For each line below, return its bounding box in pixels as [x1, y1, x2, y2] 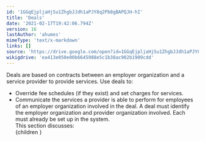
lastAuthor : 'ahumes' [6, 32, 62, 38]
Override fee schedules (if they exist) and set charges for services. [15, 89, 184, 96]
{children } [15, 128, 42, 136]
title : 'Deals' [6, 15, 45, 21]
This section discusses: [15, 121, 74, 129]
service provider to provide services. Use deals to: [6, 78, 133, 85]
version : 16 [6, 26, 37, 32]
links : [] [6, 43, 32, 49]
